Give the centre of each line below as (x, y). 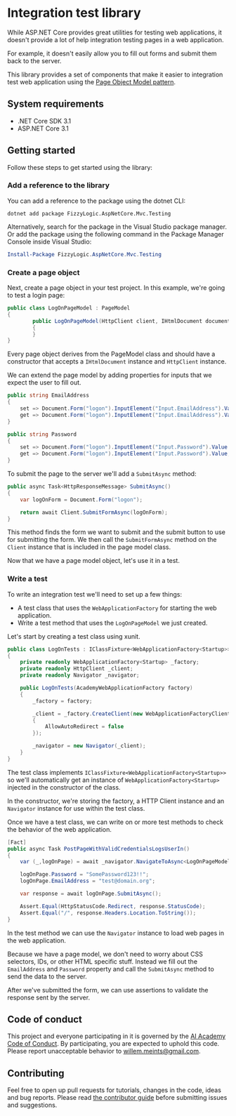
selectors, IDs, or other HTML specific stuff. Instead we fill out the (103, 961)
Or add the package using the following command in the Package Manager (116, 234)
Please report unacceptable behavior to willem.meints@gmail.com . (104, 1051)
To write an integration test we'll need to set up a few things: (95, 594)
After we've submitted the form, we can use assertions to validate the (108, 990)
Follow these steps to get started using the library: (80, 167)
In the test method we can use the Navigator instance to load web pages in (116, 933)
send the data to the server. (47, 976)
